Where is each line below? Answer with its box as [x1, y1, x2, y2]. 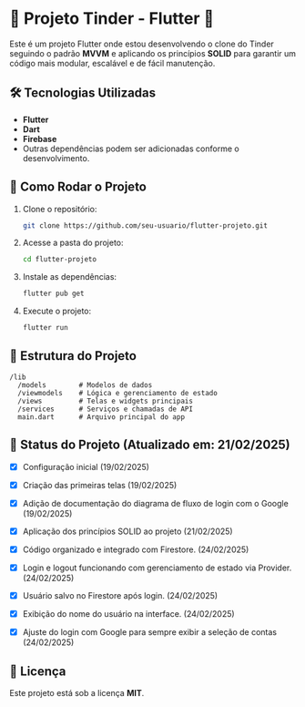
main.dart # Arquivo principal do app [17, 412, 185, 422]
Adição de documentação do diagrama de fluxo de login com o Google [22, 497, 289, 508]
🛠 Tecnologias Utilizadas [9, 86, 157, 101]
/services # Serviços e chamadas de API [17, 405, 194, 414]
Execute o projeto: [22, 305, 92, 317]
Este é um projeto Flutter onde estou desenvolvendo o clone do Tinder [9, 38, 275, 49]
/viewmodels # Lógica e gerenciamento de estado [17, 388, 219, 397]
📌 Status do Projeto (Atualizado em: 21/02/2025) [9, 437, 291, 453]
